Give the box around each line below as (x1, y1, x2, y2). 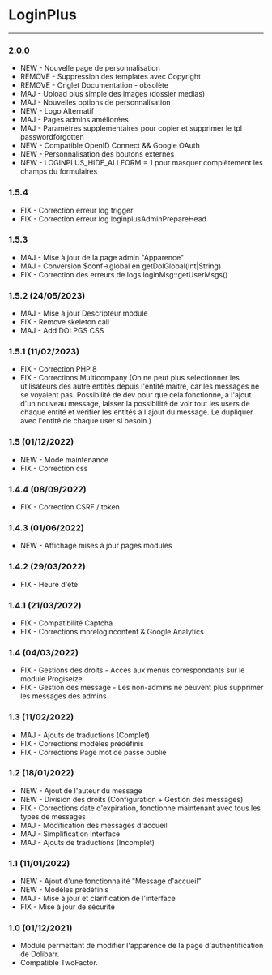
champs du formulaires (19, 166, 98, 176)
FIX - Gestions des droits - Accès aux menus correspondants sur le (19, 665, 245, 675)
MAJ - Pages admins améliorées (19, 115, 130, 125)
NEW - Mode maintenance (19, 454, 109, 464)
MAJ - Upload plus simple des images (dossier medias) (19, 89, 206, 99)
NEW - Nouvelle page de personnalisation (19, 63, 160, 73)
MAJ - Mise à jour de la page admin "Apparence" (19, 252, 185, 262)
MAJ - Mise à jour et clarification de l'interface (19, 894, 176, 904)
